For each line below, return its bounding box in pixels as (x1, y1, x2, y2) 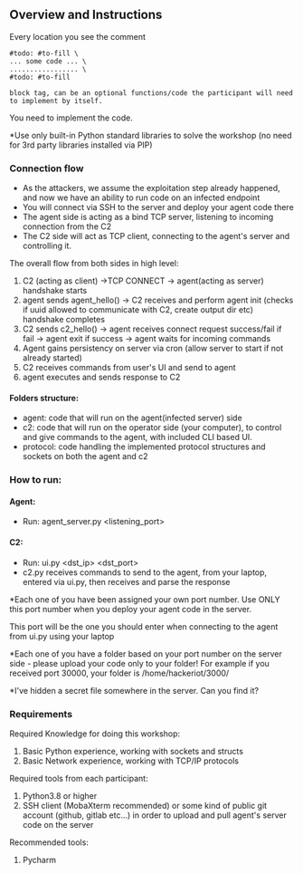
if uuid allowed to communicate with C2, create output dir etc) (22, 304, 254, 315)
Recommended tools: (9, 837, 89, 848)
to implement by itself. (9, 96, 103, 105)
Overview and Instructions (9, 7, 163, 23)
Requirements (9, 707, 73, 720)
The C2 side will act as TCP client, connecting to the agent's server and (22, 231, 290, 242)
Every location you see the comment (9, 31, 147, 42)
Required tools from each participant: (9, 773, 148, 783)
